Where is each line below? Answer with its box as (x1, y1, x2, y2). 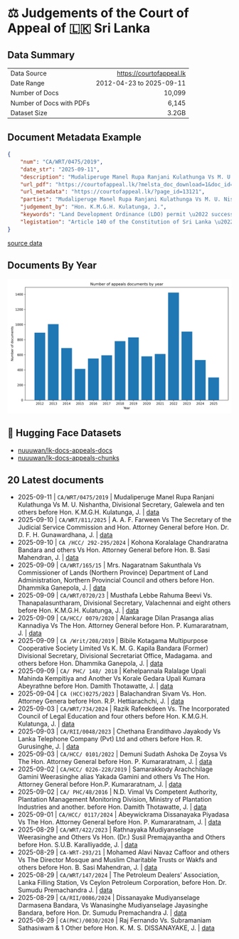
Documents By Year (7, 260, 97, 272)
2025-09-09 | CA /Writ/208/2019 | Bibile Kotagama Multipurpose (17, 637, 208, 645)
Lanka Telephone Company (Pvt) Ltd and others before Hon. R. (17, 735, 203, 743)
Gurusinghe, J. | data (17, 742, 80, 751)
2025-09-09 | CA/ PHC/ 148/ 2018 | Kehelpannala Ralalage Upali (17, 667, 206, 675)
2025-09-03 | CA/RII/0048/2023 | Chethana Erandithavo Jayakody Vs (17, 727, 221, 736)
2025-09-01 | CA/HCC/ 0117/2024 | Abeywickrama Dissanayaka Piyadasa (17, 810, 230, 819)
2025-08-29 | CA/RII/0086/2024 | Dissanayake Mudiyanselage (17, 893, 201, 902)
